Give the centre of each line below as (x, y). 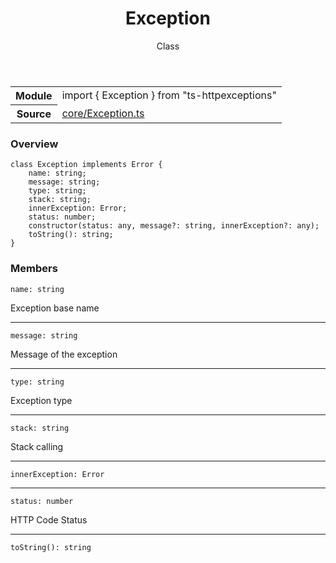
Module (34, 95)
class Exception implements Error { (86, 165)
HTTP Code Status (49, 519)
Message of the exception (64, 354)
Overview (34, 144)
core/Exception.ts (103, 113)
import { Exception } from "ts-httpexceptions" (169, 95)
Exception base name (55, 308)
